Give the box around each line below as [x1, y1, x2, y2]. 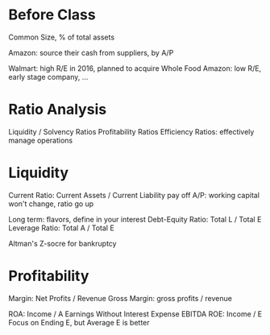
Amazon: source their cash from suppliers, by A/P [8, 48, 174, 57]
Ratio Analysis [8, 101, 107, 118]
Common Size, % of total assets [8, 32, 115, 42]
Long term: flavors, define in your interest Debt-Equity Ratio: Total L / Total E [8, 214, 262, 224]
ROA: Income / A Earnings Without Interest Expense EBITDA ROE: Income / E [8, 308, 263, 319]
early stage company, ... [8, 72, 89, 81]
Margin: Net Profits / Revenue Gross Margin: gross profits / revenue [8, 293, 232, 303]
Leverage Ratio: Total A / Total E [8, 223, 114, 233]
